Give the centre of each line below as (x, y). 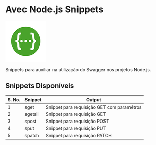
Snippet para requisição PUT (76, 128)
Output (94, 100)
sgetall (32, 114)
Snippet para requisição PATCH (79, 135)
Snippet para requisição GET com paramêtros (94, 107)
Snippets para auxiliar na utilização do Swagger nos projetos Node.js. (78, 69)
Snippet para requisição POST (77, 121)
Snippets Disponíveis (40, 86)
